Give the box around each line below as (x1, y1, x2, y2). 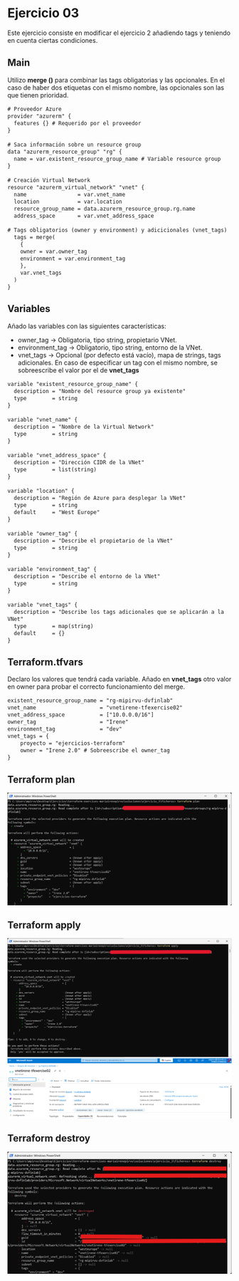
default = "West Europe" (14, 508, 100, 516)
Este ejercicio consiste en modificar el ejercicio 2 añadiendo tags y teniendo (7, 28, 231, 37)
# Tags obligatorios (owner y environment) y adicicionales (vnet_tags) (7, 226, 228, 234)
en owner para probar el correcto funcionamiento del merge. (7, 682, 186, 691)
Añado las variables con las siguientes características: (7, 322, 166, 330)
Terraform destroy (7, 1132, 91, 1144)
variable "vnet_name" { (7, 416, 78, 423)
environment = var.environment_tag (20, 255, 126, 262)
